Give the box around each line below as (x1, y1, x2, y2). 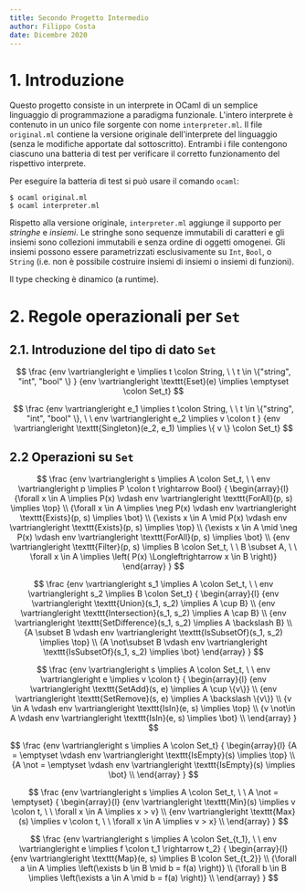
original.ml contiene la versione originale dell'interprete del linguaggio (9, 129, 278, 140)
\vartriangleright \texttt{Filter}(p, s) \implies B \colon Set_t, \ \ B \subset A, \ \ (9, 541, 298, 552)
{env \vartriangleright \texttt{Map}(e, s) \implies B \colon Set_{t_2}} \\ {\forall (10, 853, 297, 864)
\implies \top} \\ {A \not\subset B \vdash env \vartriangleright (39, 636, 268, 648)
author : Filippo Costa (9, 22, 96, 31)
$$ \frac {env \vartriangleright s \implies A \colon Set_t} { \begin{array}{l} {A (10, 740, 297, 751)
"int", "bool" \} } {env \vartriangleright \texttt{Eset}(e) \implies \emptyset (17, 376, 290, 387)
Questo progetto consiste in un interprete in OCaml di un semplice (9, 100, 259, 110)
